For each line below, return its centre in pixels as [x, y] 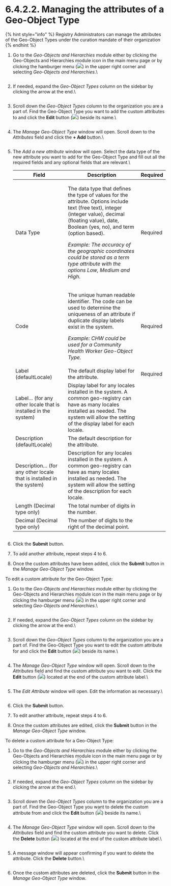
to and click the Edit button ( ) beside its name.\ [64, 117]
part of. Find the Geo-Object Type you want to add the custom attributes [89, 111]
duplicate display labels [96, 320]
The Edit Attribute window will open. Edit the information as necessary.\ [88, 691]
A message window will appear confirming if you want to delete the [83, 853]
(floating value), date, [93, 220]
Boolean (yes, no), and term [101, 227]
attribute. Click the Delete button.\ [49, 858]
